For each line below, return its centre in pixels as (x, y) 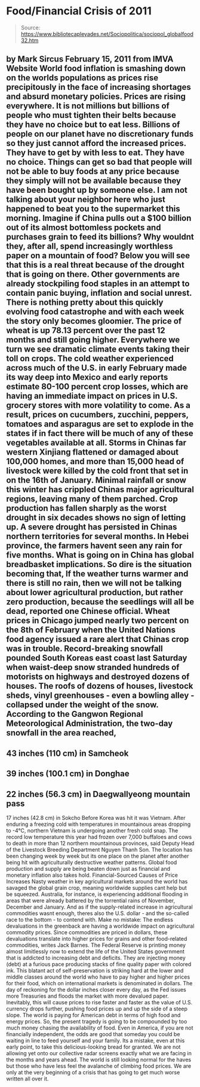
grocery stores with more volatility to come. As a (99, 405)
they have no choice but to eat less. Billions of (93, 125)
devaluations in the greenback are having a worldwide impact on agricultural (100, 926)
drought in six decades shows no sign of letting (96, 518)
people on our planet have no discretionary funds (100, 134)
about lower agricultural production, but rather (95, 593)
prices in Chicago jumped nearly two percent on (98, 621)
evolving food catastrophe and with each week (95, 312)
